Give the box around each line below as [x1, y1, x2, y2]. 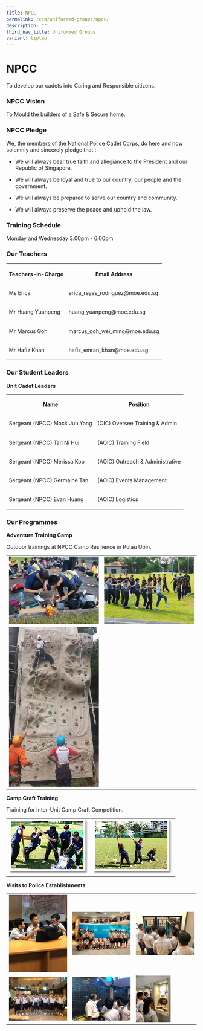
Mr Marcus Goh [8, 327, 48, 335]
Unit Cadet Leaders [6, 382, 56, 389]
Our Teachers [6, 250, 47, 258]
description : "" [6, 22, 47, 28]
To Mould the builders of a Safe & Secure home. [6, 111, 126, 118]
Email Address [95, 270, 133, 277]
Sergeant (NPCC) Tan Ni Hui [8, 439, 80, 446]
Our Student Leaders [6, 369, 69, 377]
